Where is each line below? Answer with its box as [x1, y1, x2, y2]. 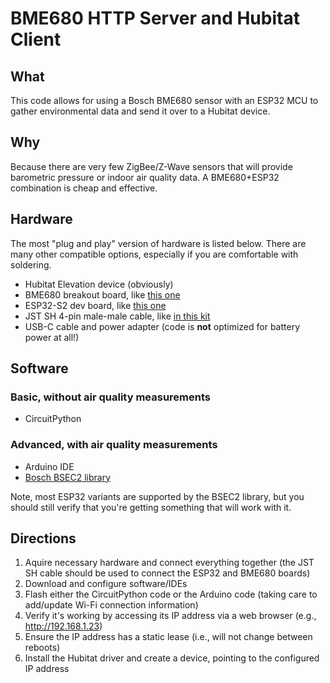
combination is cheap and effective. [10, 182, 158, 194]
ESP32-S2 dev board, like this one [24, 299, 167, 311]
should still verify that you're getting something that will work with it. [10, 501, 292, 513]
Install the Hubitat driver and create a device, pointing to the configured [24, 652, 320, 664]
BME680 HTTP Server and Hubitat [10, 7, 300, 30]
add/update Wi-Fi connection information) [24, 599, 199, 611]
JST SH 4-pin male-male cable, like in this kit [24, 310, 211, 322]
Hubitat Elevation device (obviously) [24, 278, 174, 290]
